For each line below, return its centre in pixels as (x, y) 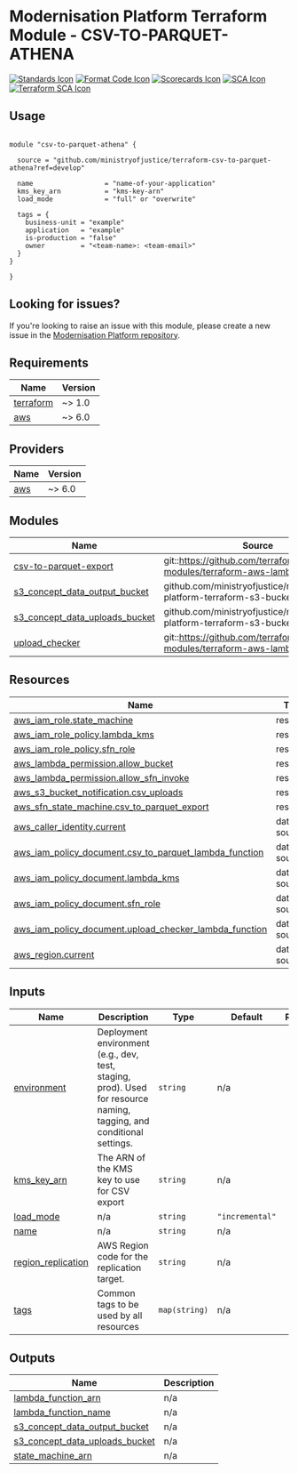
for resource (123, 1099)
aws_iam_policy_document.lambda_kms (97, 878)
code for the (123, 1256)
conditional (120, 1131)
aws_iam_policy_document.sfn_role (87, 903)
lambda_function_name (62, 1413)
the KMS (115, 1169)
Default (247, 1017)
